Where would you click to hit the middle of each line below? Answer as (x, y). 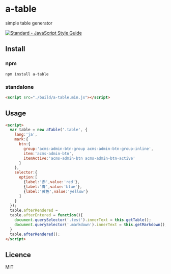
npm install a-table (27, 74)
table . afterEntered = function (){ (46, 215)
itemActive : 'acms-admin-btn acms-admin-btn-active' (80, 158)
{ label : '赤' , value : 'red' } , (52, 182)
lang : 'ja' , (26, 135)
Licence (18, 255)
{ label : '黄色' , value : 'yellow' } (56, 191)
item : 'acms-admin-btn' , (49, 154)
